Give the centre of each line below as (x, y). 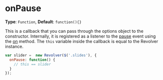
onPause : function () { (32, 60)
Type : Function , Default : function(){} (43, 22)
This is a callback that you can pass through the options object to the (74, 31)
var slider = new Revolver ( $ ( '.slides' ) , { (51, 55)
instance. (14, 46)
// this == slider (32, 64)
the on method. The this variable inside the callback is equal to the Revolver (82, 41)
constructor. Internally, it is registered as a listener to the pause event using (81, 36)
